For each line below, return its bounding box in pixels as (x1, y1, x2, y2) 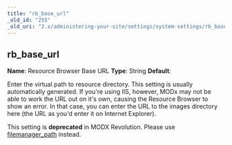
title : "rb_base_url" (7, 10, 70, 17)
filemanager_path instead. (7, 130, 81, 139)
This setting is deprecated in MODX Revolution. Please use (7, 123, 175, 131)
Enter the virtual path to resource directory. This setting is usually (7, 80, 193, 88)
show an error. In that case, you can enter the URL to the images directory (7, 102, 218, 110)
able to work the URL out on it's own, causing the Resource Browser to (7, 95, 209, 104)
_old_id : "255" (7, 17, 51, 23)
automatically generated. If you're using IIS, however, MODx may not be (7, 88, 212, 96)
